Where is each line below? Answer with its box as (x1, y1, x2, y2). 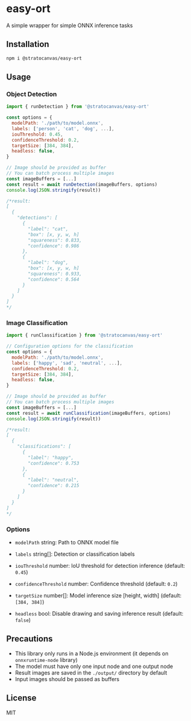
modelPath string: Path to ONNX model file (14, 538, 119, 546)
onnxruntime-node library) (14, 656, 78, 663)
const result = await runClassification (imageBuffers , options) (6, 410, 171, 416)
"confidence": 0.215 (28, 483, 80, 489)
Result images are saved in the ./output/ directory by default (14, 669, 168, 676)
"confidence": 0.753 (28, 460, 80, 466)
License (6, 693, 37, 704)
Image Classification (6, 318, 68, 327)
